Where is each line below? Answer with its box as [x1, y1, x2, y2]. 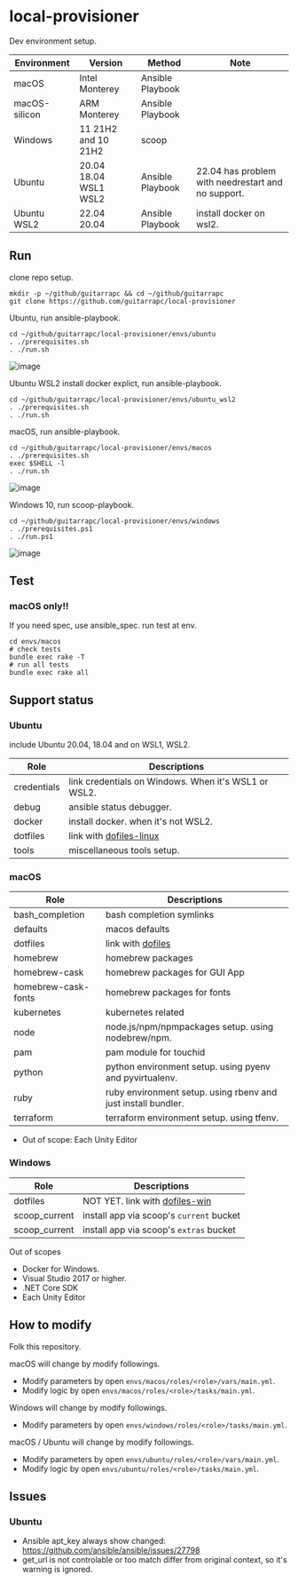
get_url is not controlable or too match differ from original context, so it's [21, 1555, 287, 1565]
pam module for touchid [105, 1046, 206, 1058]
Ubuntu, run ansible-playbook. [9, 313, 122, 323]
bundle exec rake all [9, 669, 90, 677]
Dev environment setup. [9, 36, 98, 46]
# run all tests [9, 661, 69, 669]
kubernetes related [105, 1006, 184, 1018]
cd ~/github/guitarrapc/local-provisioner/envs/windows [9, 517, 220, 526]
